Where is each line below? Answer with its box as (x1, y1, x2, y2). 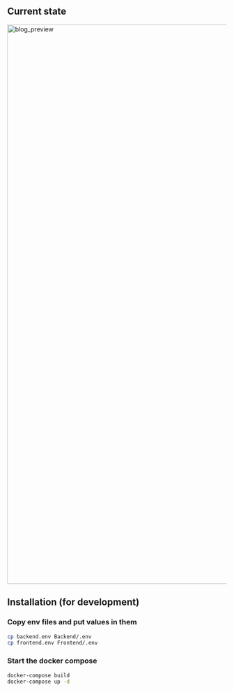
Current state (7, 6, 67, 17)
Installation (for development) (7, 596, 140, 608)
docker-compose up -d (7, 678, 70, 686)
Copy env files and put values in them (7, 617, 137, 627)
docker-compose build (7, 672, 70, 679)
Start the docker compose (7, 656, 97, 665)
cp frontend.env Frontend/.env (7, 640, 98, 647)
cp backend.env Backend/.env (7, 633, 92, 640)
